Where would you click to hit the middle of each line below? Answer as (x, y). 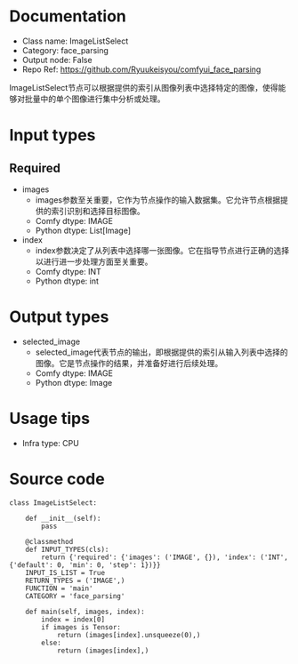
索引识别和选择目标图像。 (98, 211)
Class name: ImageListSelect (75, 41)
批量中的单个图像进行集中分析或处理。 (95, 99)
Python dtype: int (67, 281)
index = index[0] (73, 620)
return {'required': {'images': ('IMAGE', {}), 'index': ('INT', (165, 557)
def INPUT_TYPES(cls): (67, 549)
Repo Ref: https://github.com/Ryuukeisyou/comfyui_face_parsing (141, 69)
